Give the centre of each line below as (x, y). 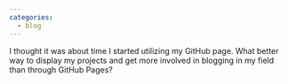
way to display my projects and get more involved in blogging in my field (142, 60)
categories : (31, 17)
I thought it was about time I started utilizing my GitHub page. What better (144, 50)
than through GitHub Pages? (61, 69)
